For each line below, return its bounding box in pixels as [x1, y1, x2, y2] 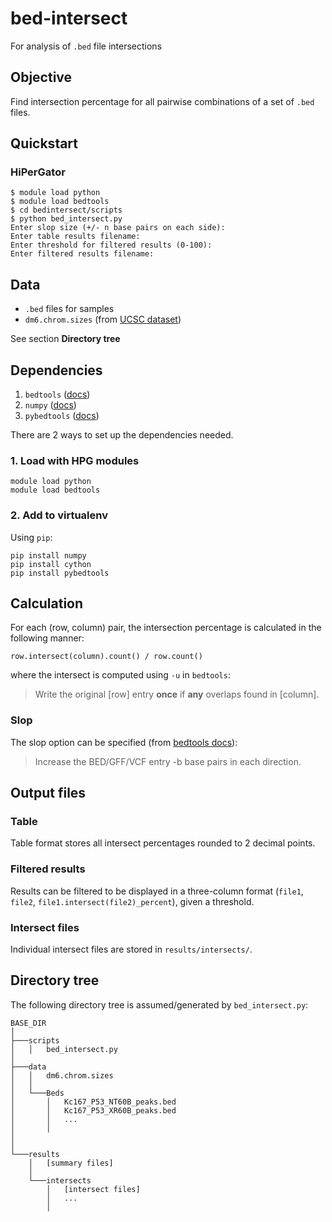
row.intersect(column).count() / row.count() [10, 652, 203, 662]
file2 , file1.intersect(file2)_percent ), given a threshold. [10, 895, 255, 907]
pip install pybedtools [10, 568, 110, 578]
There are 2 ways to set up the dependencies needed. [10, 429, 234, 441]
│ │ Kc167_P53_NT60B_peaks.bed [10, 1097, 177, 1107]
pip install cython [10, 559, 92, 569]
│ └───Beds [10, 1088, 65, 1098]
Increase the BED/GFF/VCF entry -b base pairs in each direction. [34, 755, 302, 767]
